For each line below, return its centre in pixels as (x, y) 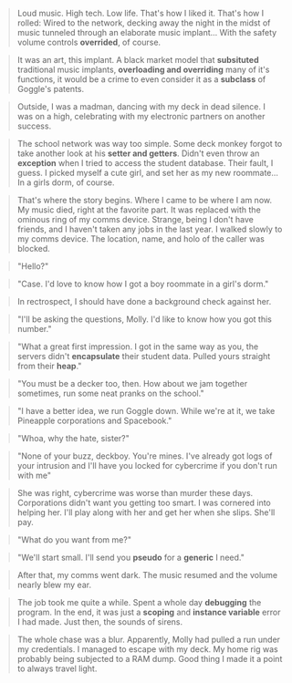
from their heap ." (49, 366)
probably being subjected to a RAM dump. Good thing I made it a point (150, 659)
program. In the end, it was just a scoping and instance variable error (149, 612)
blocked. (34, 248)
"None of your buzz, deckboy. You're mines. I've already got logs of (145, 456)
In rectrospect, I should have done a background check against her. (144, 301)
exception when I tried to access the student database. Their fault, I (145, 163)
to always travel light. (57, 668)
